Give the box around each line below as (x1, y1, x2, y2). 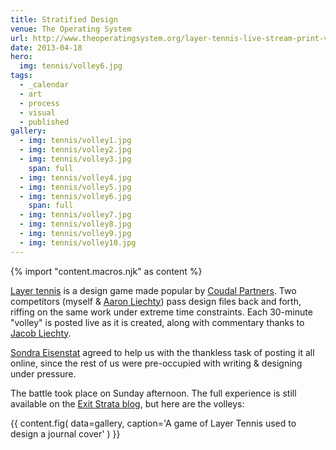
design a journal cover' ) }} (10, 427, 121, 440)
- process (19, 98, 60, 108)
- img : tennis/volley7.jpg (19, 210, 132, 220)
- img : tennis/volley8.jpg (19, 219, 132, 230)
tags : (10, 71, 33, 81)
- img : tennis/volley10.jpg (19, 237, 137, 248)
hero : (10, 52, 33, 62)
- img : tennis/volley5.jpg (19, 182, 132, 192)
